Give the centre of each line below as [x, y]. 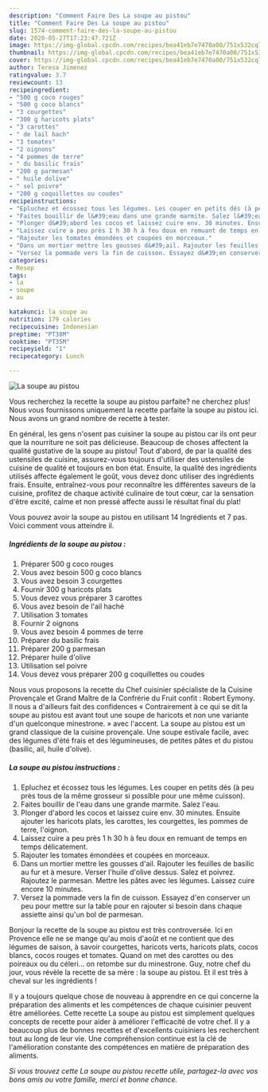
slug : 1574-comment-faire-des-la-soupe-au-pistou [93, 30]
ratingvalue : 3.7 [38, 75]
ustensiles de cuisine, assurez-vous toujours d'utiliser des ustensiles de [127, 459]
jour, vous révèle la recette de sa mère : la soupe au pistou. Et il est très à [129, 972]
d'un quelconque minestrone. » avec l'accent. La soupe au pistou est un [127, 723]
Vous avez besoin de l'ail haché [72, 606]
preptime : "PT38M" [39, 334]
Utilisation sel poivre [54, 665]
